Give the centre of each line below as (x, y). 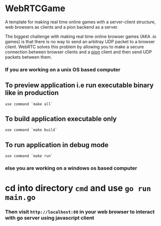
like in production (32, 93)
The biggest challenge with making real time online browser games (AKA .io (81, 36)
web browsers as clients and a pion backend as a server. (62, 27)
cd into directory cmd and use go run (78, 188)
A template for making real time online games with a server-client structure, (80, 22)
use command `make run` (29, 156)
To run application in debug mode (57, 145)
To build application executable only (61, 119)
